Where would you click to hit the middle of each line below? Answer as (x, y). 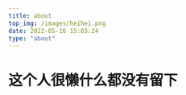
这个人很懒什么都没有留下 (93, 81)
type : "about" (32, 38)
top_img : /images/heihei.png (57, 23)
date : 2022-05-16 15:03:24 (54, 31)
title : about (30, 16)
